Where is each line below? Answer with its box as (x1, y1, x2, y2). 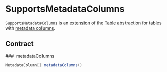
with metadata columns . (5, 25, 56, 31)
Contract (5, 40, 34, 48)
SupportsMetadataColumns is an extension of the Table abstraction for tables (5, 20, 162, 26)
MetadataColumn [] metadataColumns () (5, 62, 82, 68)
